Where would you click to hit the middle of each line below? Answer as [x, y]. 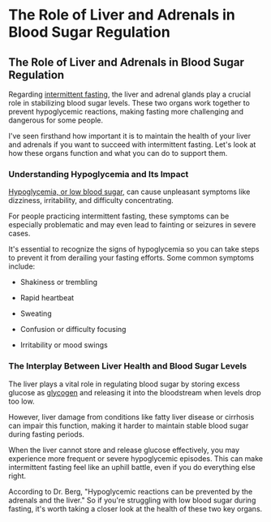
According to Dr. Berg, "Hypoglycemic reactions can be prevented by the [131, 491]
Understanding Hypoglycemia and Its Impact [99, 174]
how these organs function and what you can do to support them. [118, 153]
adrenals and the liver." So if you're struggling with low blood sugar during [132, 500]
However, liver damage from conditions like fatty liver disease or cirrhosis [131, 416]
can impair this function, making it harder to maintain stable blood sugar [129, 425]
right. [17, 476]
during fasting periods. [47, 434]
